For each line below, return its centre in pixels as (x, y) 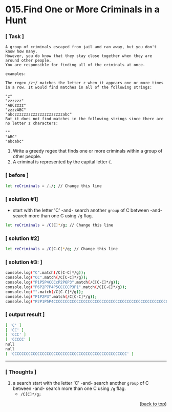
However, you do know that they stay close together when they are (79, 56)
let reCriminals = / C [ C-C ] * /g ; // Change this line (61, 249)
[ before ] (17, 175)
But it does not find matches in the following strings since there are (84, 119)
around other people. (28, 61)
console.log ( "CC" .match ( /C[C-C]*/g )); (47, 278)
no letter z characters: (32, 124)
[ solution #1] (22, 199)
